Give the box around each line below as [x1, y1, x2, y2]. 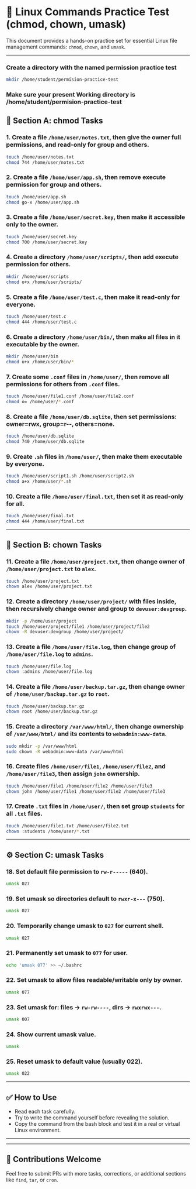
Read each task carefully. [14, 1108, 76, 1115]
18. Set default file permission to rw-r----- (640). [6, 867, 148, 875]
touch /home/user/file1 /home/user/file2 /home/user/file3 [6, 783, 153, 789]
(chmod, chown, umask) [6, 18, 127, 31]
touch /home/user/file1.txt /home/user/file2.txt [6, 823, 129, 829]
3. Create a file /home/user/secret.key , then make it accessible [6, 213, 185, 221]
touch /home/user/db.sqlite [6, 433, 75, 439]
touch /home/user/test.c [6, 313, 66, 319]
